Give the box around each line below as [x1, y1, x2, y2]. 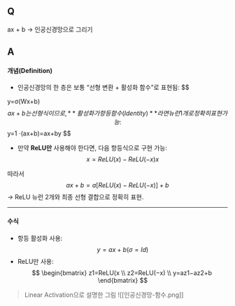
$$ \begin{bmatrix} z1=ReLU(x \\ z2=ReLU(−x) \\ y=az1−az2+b [31, 268, 212, 277]
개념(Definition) [7, 66, 52, 74]
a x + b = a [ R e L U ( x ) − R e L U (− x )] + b [66, 181, 169, 189]
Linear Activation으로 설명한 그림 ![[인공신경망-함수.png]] [24, 291, 184, 299]
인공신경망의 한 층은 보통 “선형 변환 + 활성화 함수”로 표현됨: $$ [17, 84, 190, 92]
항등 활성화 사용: [17, 234, 63, 242]
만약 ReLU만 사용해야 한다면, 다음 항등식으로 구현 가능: [17, 144, 168, 152]
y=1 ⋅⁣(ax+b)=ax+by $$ [7, 129, 71, 138]
